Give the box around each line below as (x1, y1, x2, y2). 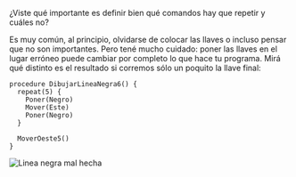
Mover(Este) (25, 103, 70, 112)
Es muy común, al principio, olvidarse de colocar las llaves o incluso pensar (9, 35, 287, 44)
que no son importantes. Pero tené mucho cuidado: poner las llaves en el (9, 44, 278, 54)
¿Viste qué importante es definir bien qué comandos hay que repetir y (9, 8, 266, 18)
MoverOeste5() (17, 134, 70, 143)
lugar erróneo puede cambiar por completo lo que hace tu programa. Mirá (9, 53, 281, 63)
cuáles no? (9, 17, 49, 28)
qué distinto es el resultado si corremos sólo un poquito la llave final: (9, 62, 261, 73)
